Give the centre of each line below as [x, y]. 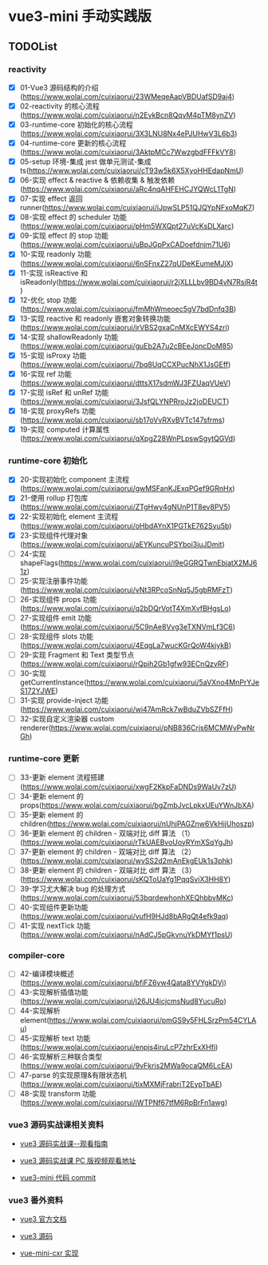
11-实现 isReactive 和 [53, 273]
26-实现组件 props [50, 599]
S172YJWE [37, 691]
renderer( [35, 728]
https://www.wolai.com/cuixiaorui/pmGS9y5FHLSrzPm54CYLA [153, 1020]
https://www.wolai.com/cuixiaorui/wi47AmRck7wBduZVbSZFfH [127, 709]
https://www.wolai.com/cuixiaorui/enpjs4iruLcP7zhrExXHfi [119, 1047]
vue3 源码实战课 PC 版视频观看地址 [78, 1161]
